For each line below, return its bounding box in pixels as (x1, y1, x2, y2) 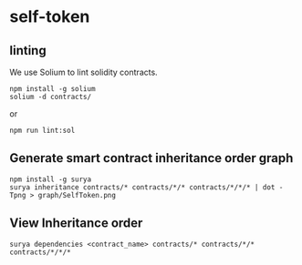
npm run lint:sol (9, 126, 76, 135)
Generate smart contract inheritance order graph (9, 150, 294, 166)
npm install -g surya (9, 175, 92, 184)
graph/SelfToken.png (37, 190, 117, 199)
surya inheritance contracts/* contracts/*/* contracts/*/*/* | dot (9, 182, 276, 192)
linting (9, 43, 47, 58)
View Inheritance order (9, 216, 143, 231)
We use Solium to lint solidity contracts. (9, 66, 158, 77)
